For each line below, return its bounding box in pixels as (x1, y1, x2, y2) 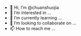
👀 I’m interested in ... (9, 10, 52, 16)
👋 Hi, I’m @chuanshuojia (9, 5, 59, 10)
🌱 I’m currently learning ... (9, 15, 62, 20)
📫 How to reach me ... (9, 26, 55, 31)
